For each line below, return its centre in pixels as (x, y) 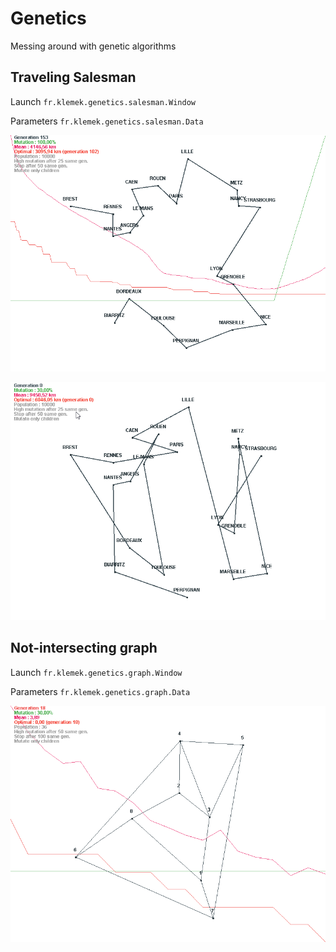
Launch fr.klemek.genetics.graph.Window (96, 672)
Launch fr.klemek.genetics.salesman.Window (103, 101)
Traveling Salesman (73, 77)
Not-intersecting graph (84, 648)
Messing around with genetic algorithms (93, 46)
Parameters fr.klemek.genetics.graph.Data (100, 691)
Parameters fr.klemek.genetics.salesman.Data (107, 121)
